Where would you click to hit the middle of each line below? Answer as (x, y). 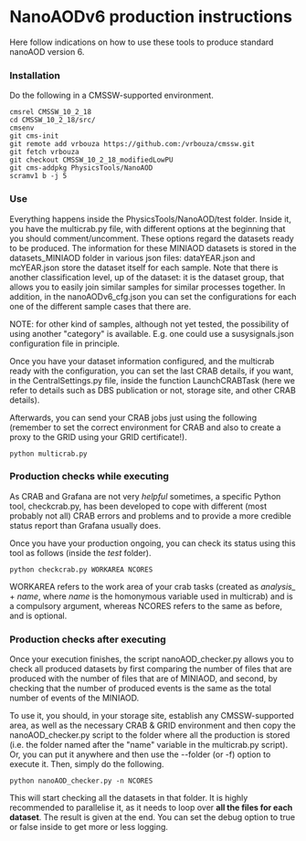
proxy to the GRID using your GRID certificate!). (98, 436)
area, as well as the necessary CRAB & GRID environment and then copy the (153, 725)
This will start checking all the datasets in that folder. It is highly (129, 798)
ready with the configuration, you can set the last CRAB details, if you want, (152, 371)
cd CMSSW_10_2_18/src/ (53, 121)
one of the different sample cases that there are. (100, 306)
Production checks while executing (89, 477)
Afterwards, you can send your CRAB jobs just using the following (133, 417)
